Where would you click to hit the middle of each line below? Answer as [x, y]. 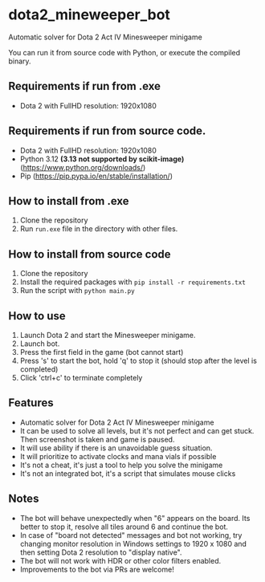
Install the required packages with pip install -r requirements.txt [133, 282]
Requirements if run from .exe [85, 86]
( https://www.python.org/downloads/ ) [83, 167]
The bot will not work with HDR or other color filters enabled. [120, 560]
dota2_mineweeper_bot [90, 15]
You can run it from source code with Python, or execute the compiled [124, 52]
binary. [20, 61]
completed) [39, 369]
